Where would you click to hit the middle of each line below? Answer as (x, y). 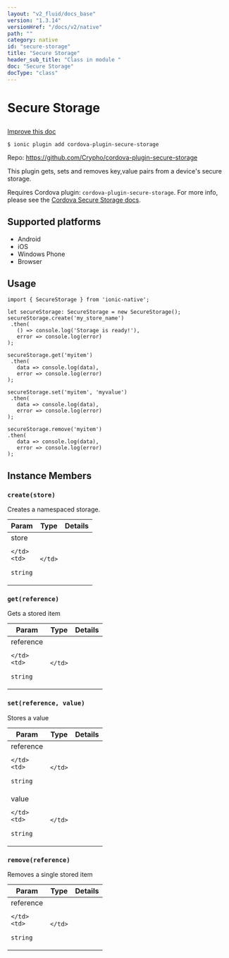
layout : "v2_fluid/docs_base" (52, 14)
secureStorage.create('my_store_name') (66, 318)
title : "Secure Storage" (44, 54)
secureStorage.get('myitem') (50, 356)
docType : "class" (33, 73)
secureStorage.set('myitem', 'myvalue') (68, 392)
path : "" (20, 34)
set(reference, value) (46, 703)
